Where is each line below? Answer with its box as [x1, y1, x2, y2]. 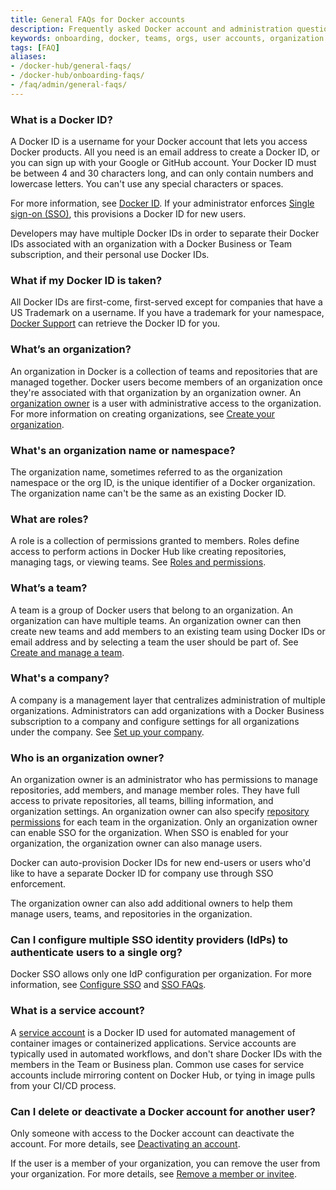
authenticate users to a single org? [10, 946, 183, 960]
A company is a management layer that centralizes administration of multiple [10, 694, 326, 706]
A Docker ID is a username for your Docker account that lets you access [10, 136, 308, 148]
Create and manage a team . [10, 646, 125, 658]
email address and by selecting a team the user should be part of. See [10, 636, 299, 648]
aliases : [10, 52, 47, 62]
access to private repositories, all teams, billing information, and [10, 795, 274, 807]
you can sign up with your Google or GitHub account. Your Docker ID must [10, 157, 317, 169]
